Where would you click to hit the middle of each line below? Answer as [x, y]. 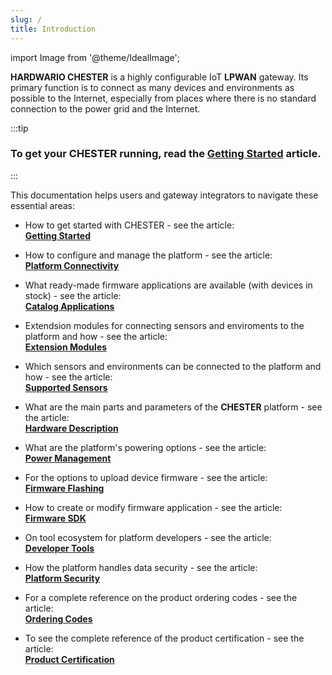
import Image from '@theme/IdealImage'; [95, 57]
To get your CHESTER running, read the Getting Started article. [166, 154]
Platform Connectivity [72, 265]
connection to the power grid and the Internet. [105, 108]
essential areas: [43, 205]
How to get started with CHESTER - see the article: [129, 225]
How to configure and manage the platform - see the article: [148, 255]
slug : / [26, 19]
